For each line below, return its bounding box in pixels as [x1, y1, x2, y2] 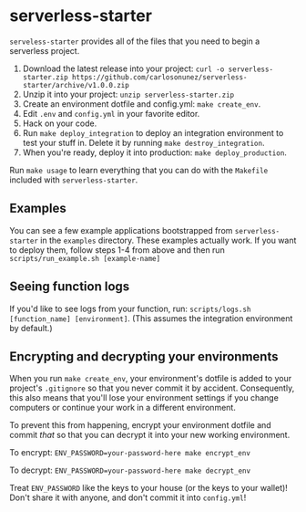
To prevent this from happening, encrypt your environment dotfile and [9, 420, 271, 431]
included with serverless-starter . [9, 174, 138, 185]
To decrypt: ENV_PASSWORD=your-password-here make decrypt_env [9, 465, 251, 475]
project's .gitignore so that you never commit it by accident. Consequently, [9, 382, 295, 393]
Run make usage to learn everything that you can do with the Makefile [9, 164, 269, 175]
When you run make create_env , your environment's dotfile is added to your [9, 373, 292, 384]
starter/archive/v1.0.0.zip [22, 80, 129, 89]
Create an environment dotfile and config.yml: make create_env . [22, 98, 261, 110]
